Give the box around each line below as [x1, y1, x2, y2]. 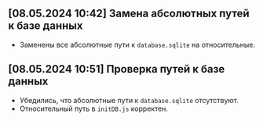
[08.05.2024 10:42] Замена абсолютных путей [8, 7, 250, 20]
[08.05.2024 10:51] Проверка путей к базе [8, 62, 225, 76]
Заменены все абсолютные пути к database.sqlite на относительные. [19, 40, 256, 49]
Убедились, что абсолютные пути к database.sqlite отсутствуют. [19, 95, 239, 105]
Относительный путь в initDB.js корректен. [19, 104, 169, 113]
